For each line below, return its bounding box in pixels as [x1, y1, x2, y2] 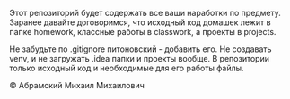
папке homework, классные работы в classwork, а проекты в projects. [9, 27, 277, 37]
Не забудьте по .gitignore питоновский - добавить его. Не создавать [9, 44, 272, 54]
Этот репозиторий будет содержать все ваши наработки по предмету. [9, 8, 281, 18]
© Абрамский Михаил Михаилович [9, 80, 145, 90]
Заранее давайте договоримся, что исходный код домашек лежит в [9, 17, 271, 28]
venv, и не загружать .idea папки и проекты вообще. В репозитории [9, 54, 269, 63]
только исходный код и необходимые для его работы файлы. [9, 62, 244, 73]
